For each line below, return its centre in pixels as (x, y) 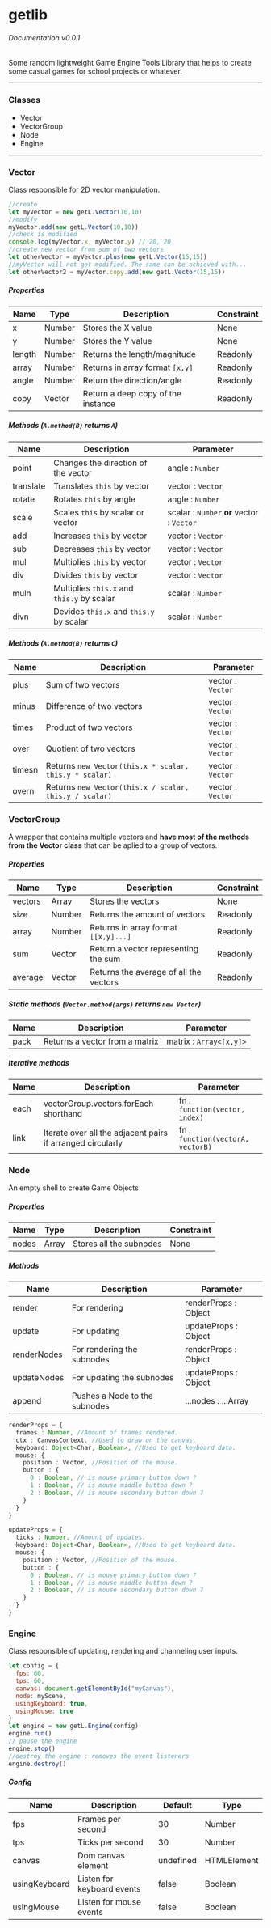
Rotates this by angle (94, 499)
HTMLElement (231, 1861)
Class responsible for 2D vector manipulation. (84, 189)
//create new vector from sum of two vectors (86, 250)
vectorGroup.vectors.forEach (98, 1104)
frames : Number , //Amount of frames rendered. (97, 1432)
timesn (25, 769)
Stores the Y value (117, 341)
